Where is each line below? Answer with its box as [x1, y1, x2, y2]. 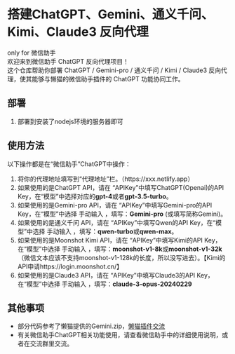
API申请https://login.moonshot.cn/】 [17, 262, 123, 271]
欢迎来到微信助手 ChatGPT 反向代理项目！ [7, 57, 130, 65]
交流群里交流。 [29, 339, 74, 348]
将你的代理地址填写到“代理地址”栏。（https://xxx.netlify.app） [17, 175, 194, 183]
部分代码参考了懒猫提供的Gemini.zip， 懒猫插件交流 [17, 322, 166, 330]
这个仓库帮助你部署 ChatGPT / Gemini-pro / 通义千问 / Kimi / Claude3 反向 [7, 66, 222, 74]
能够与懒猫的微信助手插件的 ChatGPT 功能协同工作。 [31, 74, 184, 83]
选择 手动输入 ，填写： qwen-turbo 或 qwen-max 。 [32, 227, 178, 236]
